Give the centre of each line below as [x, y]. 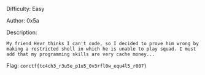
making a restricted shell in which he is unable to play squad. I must [101, 49]
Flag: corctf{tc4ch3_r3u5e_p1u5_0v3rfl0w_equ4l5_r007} [77, 66]
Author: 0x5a [23, 20]
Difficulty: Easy [25, 9]
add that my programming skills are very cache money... [81, 54]
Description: [22, 32]
